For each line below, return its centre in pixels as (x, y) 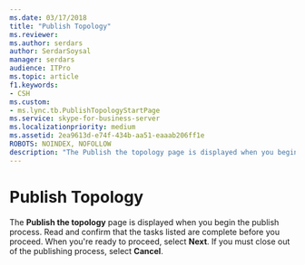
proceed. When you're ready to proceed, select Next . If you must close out (150, 241)
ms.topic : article (44, 77)
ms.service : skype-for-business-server (85, 118)
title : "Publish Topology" (60, 26)
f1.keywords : (34, 85)
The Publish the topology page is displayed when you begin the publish (144, 222)
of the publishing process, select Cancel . (86, 251)
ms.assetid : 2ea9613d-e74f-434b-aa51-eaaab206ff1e (107, 136)
